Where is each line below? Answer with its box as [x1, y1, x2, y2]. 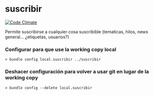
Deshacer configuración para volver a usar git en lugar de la [5, 68, 149, 75]
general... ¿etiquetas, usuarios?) [5, 34, 69, 40]
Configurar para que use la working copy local [5, 46, 117, 53]
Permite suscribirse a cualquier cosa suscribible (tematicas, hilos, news [5, 29, 148, 34]
